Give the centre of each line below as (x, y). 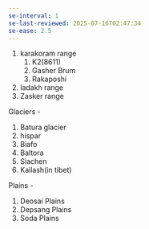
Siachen (33, 162)
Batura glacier (43, 127)
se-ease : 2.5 (30, 31)
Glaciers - (25, 112)
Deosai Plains (42, 201)
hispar (30, 136)
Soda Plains (39, 219)
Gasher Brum (54, 71)
